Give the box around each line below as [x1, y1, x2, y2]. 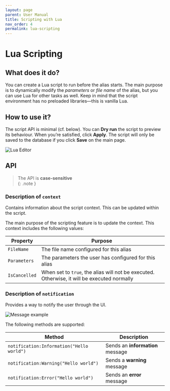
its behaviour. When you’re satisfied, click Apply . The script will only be [5, 132, 155, 138]
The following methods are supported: [5, 321, 85, 328]
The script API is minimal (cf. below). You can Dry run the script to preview [5, 126, 161, 132]
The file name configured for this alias [41, 246, 132, 253]
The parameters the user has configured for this [41, 254, 155, 262]
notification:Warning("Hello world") [8, 361, 99, 366]
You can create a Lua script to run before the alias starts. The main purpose [5, 82, 163, 88]
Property [11, 237, 33, 244]
